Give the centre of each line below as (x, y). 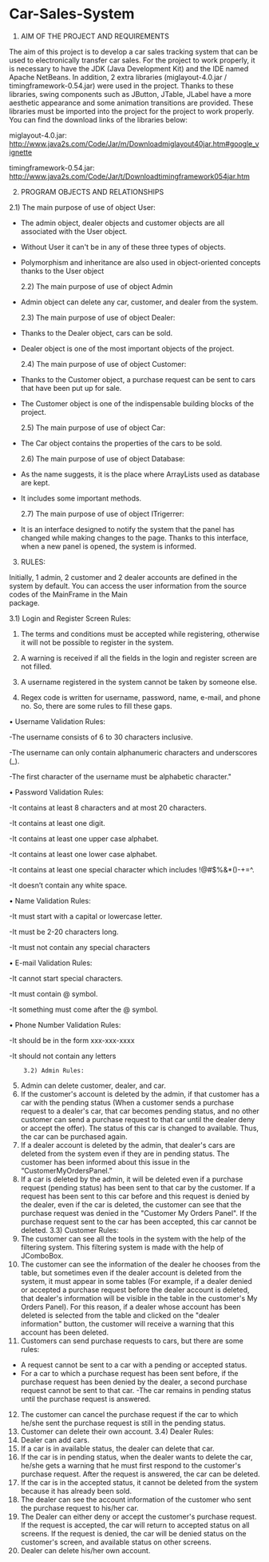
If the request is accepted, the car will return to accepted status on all (135, 1525)
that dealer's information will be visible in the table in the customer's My (139, 1298)
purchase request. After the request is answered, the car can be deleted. (140, 1474)
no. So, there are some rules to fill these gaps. (96, 706)
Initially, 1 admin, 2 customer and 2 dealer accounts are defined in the (123, 577)
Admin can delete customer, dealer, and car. (93, 1085)
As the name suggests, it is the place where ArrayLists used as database (140, 474)
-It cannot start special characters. (66, 978)
